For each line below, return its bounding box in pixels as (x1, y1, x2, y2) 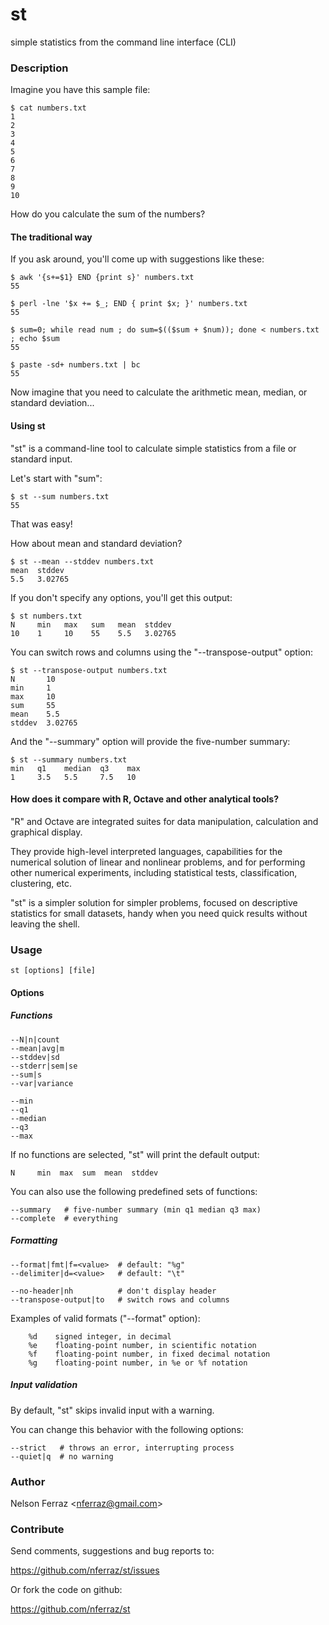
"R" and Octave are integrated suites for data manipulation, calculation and (10, 815, 319, 827)
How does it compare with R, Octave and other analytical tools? (10, 793, 280, 805)
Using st (10, 420, 46, 432)
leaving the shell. (10, 918, 81, 930)
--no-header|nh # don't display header (10, 1286, 217, 1296)
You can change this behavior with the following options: (10, 1423, 244, 1435)
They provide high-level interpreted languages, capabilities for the (10, 845, 283, 857)
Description (10, 61, 69, 75)
